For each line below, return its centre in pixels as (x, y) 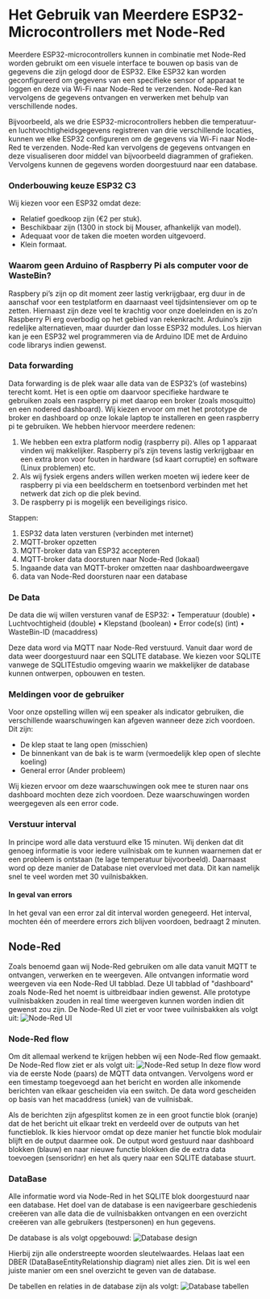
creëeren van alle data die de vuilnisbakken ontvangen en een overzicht (128, 1213)
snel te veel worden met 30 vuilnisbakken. (78, 876)
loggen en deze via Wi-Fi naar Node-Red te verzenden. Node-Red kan (125, 89)
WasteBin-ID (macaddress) (53, 632)
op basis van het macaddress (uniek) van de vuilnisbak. (101, 1099)
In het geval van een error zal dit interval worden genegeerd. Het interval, (130, 913)
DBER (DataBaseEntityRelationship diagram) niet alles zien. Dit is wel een (129, 1262)
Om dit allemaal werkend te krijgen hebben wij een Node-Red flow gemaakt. (135, 1056)
